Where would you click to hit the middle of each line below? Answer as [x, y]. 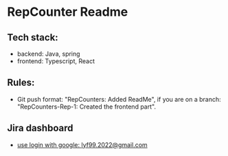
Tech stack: [33, 37]
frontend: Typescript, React [56, 61]
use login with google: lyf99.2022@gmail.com [82, 144]
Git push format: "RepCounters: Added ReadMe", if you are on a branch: [119, 99]
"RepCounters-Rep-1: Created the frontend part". [87, 107]
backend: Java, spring [48, 54]
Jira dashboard [40, 128]
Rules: [21, 83]
